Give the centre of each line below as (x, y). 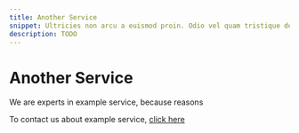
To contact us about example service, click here (97, 120)
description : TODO (43, 34)
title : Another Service (53, 17)
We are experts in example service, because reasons (106, 102)
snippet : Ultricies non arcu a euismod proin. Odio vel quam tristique (145, 26)
